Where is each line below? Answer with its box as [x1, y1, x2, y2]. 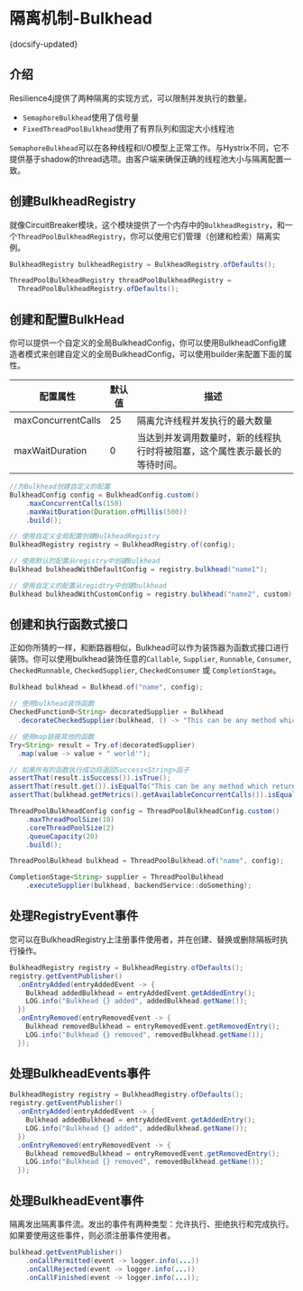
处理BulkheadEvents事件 [9, 1066, 151, 1082]
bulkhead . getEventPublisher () [9, 1248, 124, 1257]
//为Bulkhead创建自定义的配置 [9, 482, 111, 491]
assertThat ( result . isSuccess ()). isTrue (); [9, 774, 171, 783]
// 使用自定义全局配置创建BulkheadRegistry [9, 532, 161, 541]
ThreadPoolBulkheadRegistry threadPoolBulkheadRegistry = [9, 276, 232, 285]
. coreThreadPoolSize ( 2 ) [25, 823, 115, 832]
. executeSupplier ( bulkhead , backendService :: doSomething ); [25, 881, 252, 891]
